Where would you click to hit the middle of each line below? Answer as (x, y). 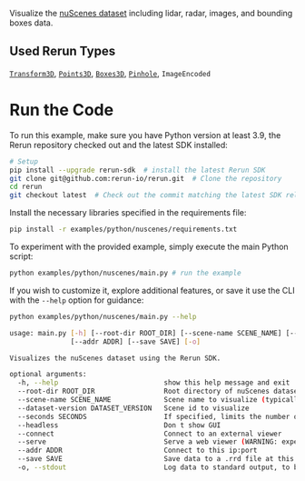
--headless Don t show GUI (119, 425)
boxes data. (31, 23)
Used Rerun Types (63, 51)
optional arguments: (49, 375)
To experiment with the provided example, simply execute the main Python (149, 246)
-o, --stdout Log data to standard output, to (154, 467)
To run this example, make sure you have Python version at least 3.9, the (145, 135)
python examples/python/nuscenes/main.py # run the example (126, 273)
